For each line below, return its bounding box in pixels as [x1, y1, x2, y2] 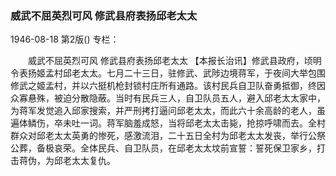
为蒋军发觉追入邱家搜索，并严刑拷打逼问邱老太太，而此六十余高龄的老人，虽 [10, 105, 326, 117]
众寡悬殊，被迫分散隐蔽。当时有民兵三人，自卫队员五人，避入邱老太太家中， [10, 92, 326, 104]
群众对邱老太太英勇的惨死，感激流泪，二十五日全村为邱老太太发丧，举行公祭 [10, 130, 326, 142]
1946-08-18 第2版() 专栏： [10, 33, 120, 46]
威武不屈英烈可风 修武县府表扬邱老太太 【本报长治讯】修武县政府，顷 [27, 55, 313, 67]
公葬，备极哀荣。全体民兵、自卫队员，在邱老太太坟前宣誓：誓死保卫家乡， [10, 142, 317, 154]
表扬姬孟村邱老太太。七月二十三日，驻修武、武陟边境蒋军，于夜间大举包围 [18, 67, 326, 79]
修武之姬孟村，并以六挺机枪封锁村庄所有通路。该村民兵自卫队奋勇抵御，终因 [10, 80, 326, 92]
